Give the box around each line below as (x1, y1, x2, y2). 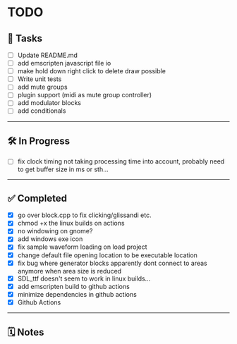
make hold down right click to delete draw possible (17, 67, 166, 75)
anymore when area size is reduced (17, 266, 122, 275)
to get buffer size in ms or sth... (17, 165, 109, 173)
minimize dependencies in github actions (17, 290, 138, 298)
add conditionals (17, 106, 66, 115)
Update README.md (17, 51, 78, 59)
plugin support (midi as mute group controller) (17, 91, 152, 99)
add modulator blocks (17, 99, 81, 107)
